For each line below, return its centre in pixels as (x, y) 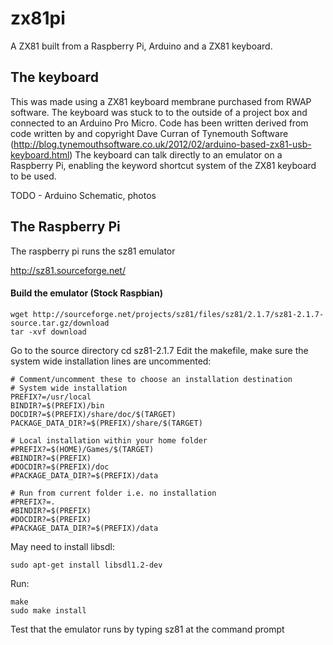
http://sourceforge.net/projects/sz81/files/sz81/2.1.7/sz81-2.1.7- (178, 314)
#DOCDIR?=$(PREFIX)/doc (60, 467)
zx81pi (38, 18)
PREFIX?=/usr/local (51, 397)
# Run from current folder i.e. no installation (113, 493)
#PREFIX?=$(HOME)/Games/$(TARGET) (82, 449)
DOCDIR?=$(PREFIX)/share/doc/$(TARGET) (93, 414)
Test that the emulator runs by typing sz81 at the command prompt (147, 629)
